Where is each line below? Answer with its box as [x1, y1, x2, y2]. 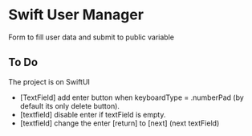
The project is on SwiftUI [8, 76, 91, 86]
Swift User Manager [8, 6, 144, 24]
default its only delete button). [19, 101, 120, 110]
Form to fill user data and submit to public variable [8, 32, 175, 42]
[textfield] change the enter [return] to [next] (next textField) [19, 118, 220, 128]
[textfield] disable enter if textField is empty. [19, 109, 166, 119]
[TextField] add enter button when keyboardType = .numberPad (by [19, 93, 245, 102]
